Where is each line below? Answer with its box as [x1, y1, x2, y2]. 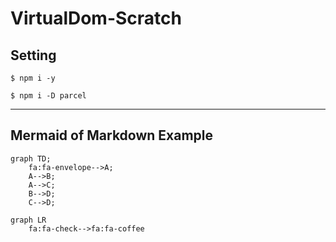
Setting [10, 47, 57, 64]
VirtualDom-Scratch [10, 7, 182, 30]
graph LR [10, 215, 47, 225]
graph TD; [10, 153, 52, 164]
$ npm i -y [10, 73, 56, 83]
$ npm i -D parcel [10, 91, 87, 101]
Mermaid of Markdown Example [10, 127, 214, 144]
